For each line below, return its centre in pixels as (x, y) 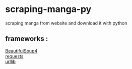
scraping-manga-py (48, 9)
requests (14, 56)
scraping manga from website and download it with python (66, 23)
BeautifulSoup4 (21, 50)
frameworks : (27, 39)
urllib (11, 61)
